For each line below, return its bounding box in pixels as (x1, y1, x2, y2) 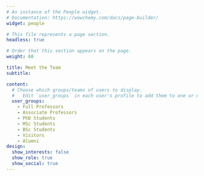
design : (6, 144, 26, 150)
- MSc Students (17, 121, 56, 127)
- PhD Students (17, 115, 56, 121)
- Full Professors (17, 104, 64, 110)
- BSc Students (17, 126, 56, 133)
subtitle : (6, 70, 32, 76)
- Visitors (17, 132, 45, 138)
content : (6, 81, 29, 87)
